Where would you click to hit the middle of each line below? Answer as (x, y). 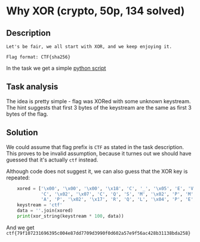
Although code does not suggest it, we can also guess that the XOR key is (97, 171)
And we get (20, 227)
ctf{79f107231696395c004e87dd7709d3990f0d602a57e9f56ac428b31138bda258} (99, 233)
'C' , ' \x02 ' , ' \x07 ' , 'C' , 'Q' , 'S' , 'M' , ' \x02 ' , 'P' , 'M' (117, 194)
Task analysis (32, 87)
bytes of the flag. (27, 114)
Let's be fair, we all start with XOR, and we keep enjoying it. (89, 46)
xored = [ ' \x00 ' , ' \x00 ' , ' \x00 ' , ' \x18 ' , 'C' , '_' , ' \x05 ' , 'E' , (101, 188)
